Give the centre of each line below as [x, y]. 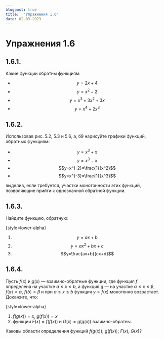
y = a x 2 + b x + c [87, 245]
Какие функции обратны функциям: [43, 73]
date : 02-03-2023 [23, 19]
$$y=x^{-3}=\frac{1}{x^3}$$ [87, 176]
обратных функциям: [28, 142]
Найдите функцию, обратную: [37, 218]
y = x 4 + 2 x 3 [87, 108]
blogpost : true [21, 10]
